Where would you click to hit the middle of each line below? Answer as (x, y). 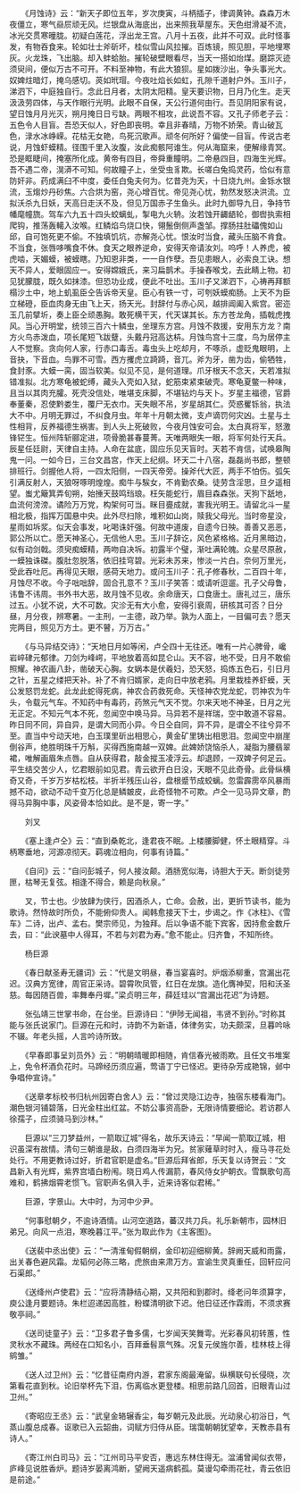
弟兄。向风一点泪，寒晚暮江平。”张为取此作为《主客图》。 (113, 1232)
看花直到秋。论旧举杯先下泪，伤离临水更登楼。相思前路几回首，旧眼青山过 (154, 1386)
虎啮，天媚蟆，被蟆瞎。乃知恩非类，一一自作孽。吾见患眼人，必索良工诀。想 (150, 259)
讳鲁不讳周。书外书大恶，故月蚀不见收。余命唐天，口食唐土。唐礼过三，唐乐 (150, 594)
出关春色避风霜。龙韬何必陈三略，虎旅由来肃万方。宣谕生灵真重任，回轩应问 (150, 1262)
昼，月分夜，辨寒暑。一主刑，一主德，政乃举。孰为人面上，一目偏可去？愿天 (150, 616)
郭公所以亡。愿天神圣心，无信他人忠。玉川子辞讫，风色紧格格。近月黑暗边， (150, 538)
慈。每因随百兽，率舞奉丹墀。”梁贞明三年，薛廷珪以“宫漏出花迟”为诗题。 (142, 995)
